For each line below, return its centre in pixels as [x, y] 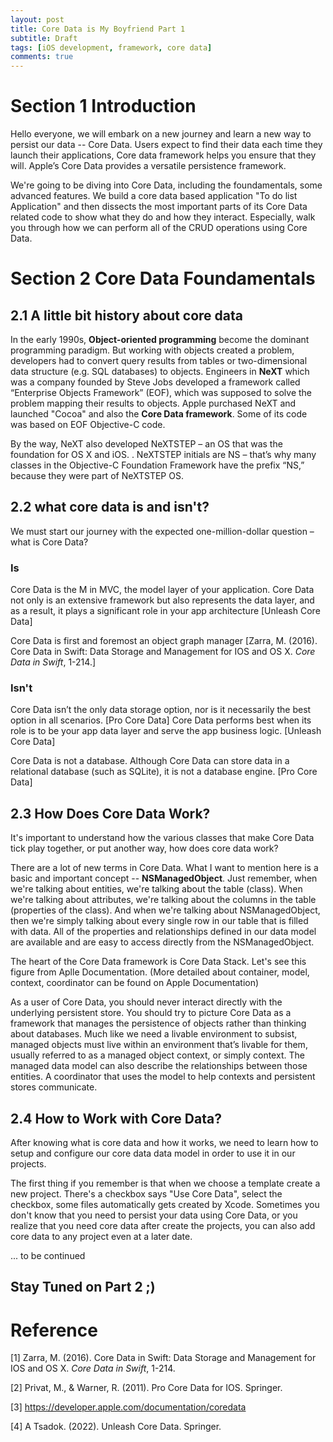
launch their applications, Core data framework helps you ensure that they [163, 155]
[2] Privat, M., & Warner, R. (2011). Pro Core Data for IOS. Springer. [146, 1388]
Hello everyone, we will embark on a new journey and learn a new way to [161, 134]
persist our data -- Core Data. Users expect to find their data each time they [166, 145]
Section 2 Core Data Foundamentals [163, 278]
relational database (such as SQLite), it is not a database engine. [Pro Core [164, 772]
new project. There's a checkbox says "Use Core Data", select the [146, 1194]
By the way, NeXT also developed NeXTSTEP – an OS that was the [146, 444]
